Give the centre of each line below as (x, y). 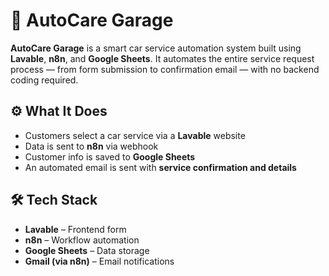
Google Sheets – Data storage (87, 250)
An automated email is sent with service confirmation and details (160, 167)
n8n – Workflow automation (82, 240)
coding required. (44, 80)
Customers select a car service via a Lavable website (135, 135)
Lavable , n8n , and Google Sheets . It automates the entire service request (162, 58)
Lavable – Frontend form (75, 229)
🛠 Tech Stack (54, 200)
